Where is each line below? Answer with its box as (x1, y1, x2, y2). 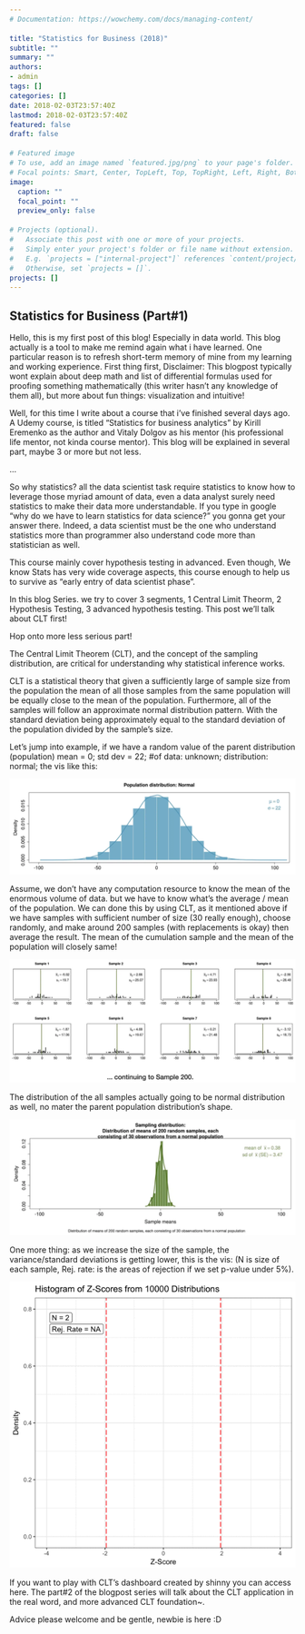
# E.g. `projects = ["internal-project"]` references (9, 254, 225, 263)
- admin (9, 73, 39, 82)
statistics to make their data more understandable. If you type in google (9, 500, 277, 512)
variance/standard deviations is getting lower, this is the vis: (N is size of (9, 1253, 280, 1264)
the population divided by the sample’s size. (9, 724, 173, 735)
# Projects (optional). (9, 225, 100, 235)
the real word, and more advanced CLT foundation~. (9, 1596, 206, 1607)
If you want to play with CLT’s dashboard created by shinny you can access (9, 1577, 292, 1588)
